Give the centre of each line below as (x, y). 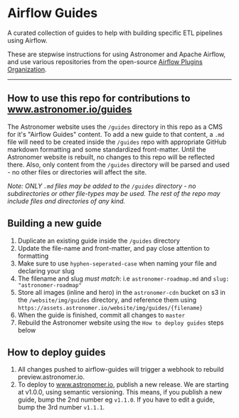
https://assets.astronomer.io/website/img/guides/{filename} (110, 308)
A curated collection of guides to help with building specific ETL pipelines (115, 33)
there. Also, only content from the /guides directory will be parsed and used (118, 164)
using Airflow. (27, 40)
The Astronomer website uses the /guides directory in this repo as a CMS (115, 127)
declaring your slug (46, 271)
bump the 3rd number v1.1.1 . (61, 407)
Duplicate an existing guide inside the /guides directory (99, 241)
